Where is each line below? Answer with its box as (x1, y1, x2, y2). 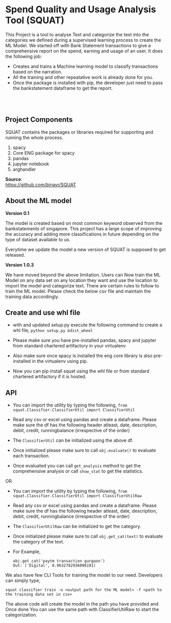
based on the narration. (12, 68, 63, 75)
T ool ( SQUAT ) (5, 14, 65, 26)
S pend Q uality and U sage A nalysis (5, 4, 157, 15)
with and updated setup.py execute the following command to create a (12, 322, 163, 328)
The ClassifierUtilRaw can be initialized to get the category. (12, 523, 141, 530)
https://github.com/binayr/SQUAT (5, 181, 76, 188)
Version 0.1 (5, 210, 30, 216)
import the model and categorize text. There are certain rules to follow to (5, 282, 159, 288)
